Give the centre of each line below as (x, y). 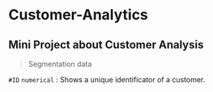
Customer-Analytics (78, 15)
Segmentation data (60, 64)
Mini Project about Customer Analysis (106, 45)
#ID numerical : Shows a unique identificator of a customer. (107, 79)
